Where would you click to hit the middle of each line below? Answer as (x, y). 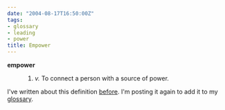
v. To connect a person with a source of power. (102, 78)
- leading (21, 33)
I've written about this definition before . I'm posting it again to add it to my (112, 91)
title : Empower (29, 45)
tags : (15, 20)
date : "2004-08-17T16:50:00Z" (51, 13)
